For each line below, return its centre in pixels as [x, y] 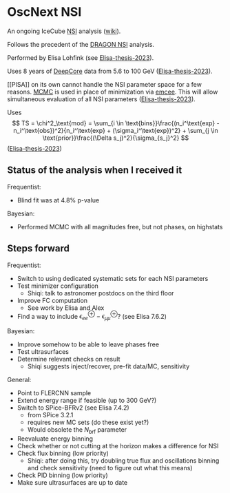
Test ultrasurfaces [43, 352]
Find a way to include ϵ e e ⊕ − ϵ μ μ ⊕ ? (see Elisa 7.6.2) [92, 316]
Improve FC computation [52, 300]
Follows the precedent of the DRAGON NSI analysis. [81, 44]
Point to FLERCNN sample [54, 393]
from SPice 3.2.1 [50, 415]
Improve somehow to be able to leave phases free [88, 344]
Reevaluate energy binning [55, 439]
